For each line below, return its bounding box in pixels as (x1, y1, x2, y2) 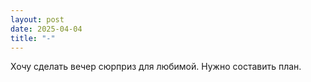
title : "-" (10, 33, 56, 43)
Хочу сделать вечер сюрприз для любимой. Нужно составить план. (10, 61, 302, 73)
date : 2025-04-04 (10, 24, 83, 34)
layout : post (10, 14, 65, 25)
